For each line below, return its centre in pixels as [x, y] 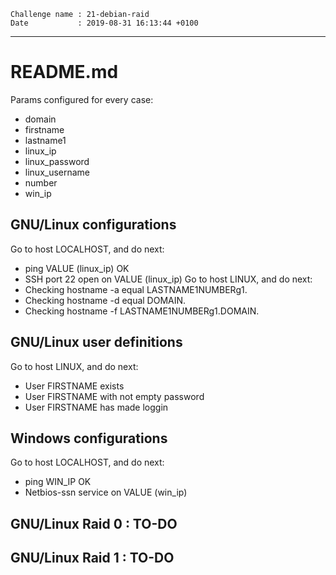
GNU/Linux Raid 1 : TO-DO [92, 558]
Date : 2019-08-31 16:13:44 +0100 [104, 23]
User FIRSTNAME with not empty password [114, 396]
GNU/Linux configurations [93, 225]
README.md [64, 72]
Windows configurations [89, 438]
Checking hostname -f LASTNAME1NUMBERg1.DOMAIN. [142, 311]
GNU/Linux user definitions [96, 342]
